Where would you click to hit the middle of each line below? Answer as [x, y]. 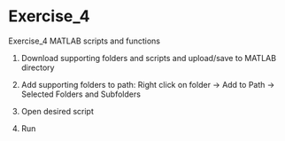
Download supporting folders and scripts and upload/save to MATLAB [148, 58]
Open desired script [58, 111]
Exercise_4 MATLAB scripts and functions [85, 41]
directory [38, 67]
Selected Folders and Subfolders [81, 94]
